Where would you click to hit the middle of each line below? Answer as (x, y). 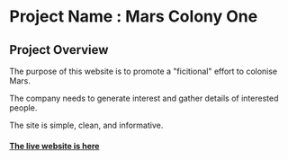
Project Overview (59, 50)
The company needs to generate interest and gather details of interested (144, 98)
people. (23, 108)
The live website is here (54, 146)
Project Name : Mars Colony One (134, 17)
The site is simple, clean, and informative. (86, 125)
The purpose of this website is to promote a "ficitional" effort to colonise (144, 71)
